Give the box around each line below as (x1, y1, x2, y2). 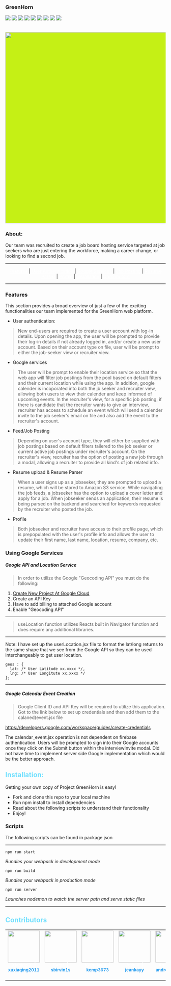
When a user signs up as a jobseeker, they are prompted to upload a (17, 479, 161, 485)
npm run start (5, 849, 36, 855)
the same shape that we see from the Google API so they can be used (5, 646, 152, 653)
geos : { (5, 661, 24, 667)
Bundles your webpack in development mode (5, 858, 100, 864)
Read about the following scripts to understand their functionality (12, 805, 149, 811)
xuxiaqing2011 (8, 967, 40, 973)
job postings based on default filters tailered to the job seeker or (17, 443, 153, 449)
